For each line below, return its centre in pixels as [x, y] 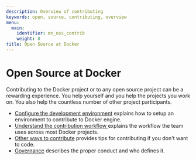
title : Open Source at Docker [43, 45]
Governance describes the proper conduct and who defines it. [90, 151]
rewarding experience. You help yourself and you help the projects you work [98, 96]
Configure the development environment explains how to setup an [94, 113]
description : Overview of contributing [55, 11]
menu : [13, 22]
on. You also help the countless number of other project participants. [89, 102]
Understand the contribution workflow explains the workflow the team [99, 125]
